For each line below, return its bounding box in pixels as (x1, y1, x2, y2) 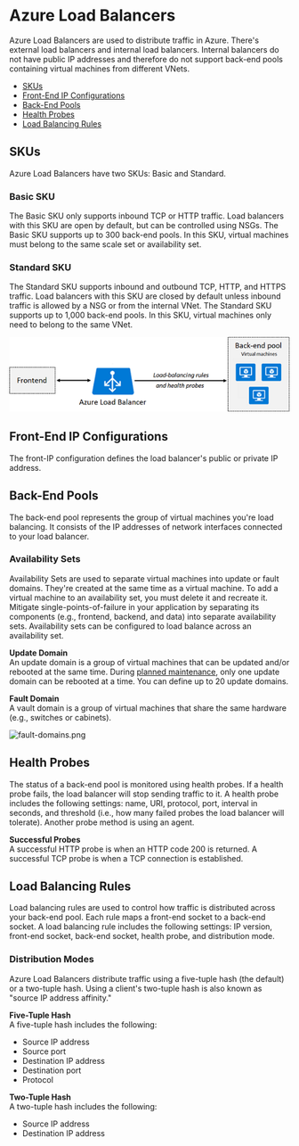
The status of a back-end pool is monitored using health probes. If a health (9, 779, 284, 789)
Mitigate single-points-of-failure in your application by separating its (9, 601, 260, 612)
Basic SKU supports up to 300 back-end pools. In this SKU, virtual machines (9, 229, 289, 241)
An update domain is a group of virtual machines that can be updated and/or (9, 656, 290, 667)
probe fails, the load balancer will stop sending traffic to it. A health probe (9, 788, 279, 799)
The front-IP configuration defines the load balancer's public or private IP (9, 452, 279, 464)
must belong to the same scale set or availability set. (9, 239, 202, 250)
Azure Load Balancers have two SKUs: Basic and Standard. (9, 168, 227, 178)
